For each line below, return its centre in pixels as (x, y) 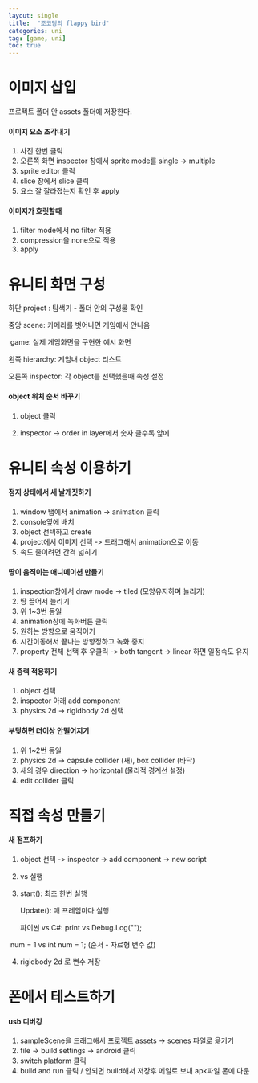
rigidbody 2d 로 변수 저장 (60, 962)
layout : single (34, 16)
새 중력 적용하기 (33, 671)
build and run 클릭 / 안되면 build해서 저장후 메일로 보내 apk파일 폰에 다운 (135, 1071)
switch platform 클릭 (53, 1061)
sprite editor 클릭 (48, 171)
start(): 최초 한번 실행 (54, 893)
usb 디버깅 (25, 1021)
